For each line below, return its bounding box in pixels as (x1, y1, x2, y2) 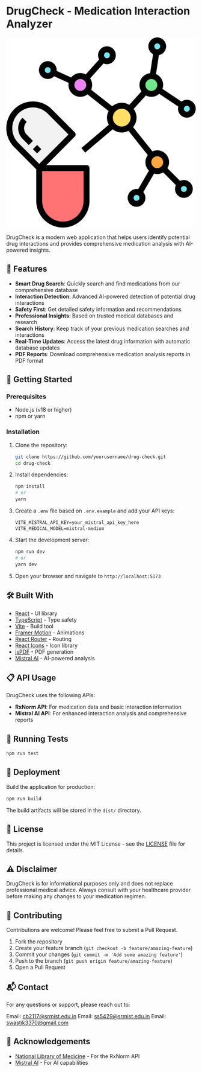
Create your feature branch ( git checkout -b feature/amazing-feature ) (14, 945, 193, 952)
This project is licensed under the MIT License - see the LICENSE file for (6, 840, 185, 847)
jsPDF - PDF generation (14, 648, 74, 656)
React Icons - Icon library (14, 642, 78, 649)
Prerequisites (6, 392, 46, 401)
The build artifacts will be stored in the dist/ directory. (6, 806, 141, 814)
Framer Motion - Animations (14, 629, 85, 636)
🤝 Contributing (6, 910, 63, 920)
